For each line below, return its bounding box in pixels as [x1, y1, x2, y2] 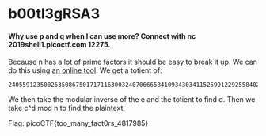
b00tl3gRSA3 [8, 5, 101, 23]
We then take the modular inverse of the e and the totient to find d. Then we [8, 95, 256, 104]
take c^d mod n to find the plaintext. [8, 104, 125, 113]
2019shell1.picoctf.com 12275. [8, 40, 111, 49]
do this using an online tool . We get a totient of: [8, 66, 162, 75]
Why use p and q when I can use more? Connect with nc [8, 31, 196, 40]
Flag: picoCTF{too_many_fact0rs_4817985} [8, 119, 149, 128]
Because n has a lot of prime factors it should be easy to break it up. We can [8, 57, 257, 67]
